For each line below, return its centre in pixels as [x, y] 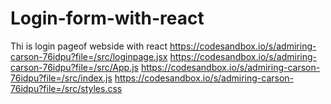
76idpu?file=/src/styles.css [66, 88]
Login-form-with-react [107, 18]
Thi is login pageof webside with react [89, 46]
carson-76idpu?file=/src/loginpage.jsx [89, 56]
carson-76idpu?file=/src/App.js [74, 67]
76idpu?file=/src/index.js [61, 78]
